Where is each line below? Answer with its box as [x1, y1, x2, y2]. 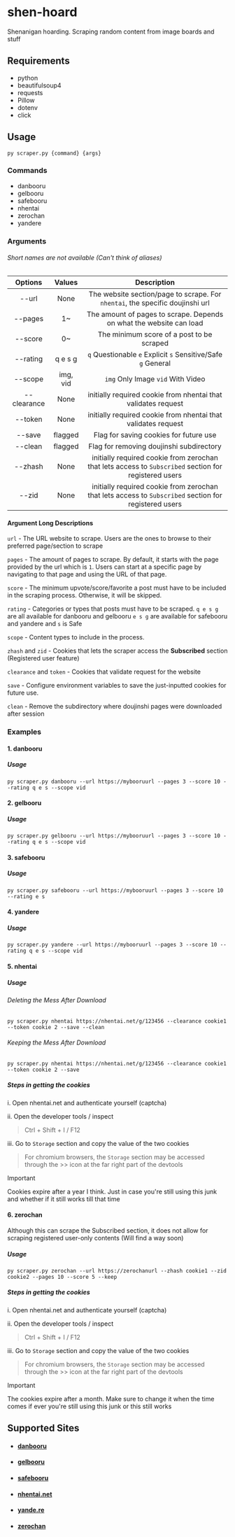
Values [54, 277, 78, 287]
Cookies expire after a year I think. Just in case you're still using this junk [7, 1187, 218, 1196]
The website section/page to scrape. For [88, 289, 222, 299]
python [17, 73, 38, 82]
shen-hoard [7, 4, 78, 20]
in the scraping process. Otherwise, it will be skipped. [7, 591, 162, 600]
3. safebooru [7, 853, 45, 861]
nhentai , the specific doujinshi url [100, 298, 210, 308]
